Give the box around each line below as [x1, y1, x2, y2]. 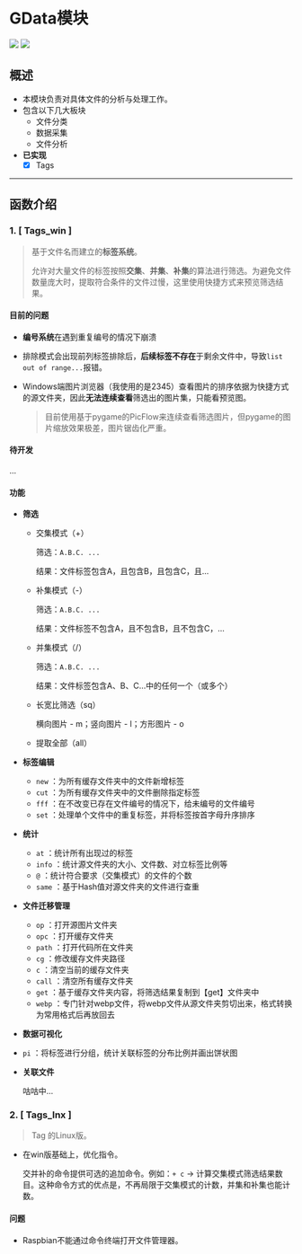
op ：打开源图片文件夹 [35, 920, 118, 931]
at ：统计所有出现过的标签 [35, 848, 133, 859]
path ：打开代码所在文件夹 [35, 942, 134, 953]
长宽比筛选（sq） [35, 700, 101, 711]
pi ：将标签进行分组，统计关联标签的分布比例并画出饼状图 [22, 1047, 238, 1058]
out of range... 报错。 [22, 361, 108, 373]
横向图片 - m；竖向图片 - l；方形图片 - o [35, 719, 184, 729]
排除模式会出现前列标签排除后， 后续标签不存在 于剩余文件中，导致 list [22, 350, 283, 361]
